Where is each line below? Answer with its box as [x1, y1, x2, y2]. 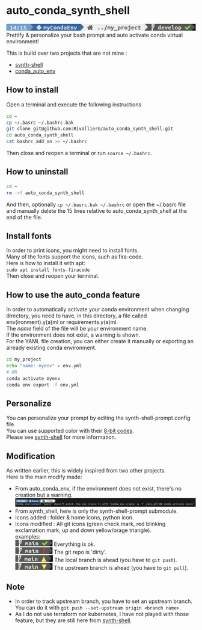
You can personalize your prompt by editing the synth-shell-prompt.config [6, 414, 191, 421]
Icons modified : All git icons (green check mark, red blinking [14, 521, 166, 528]
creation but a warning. [14, 491, 73, 499]
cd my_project [6, 356, 42, 362]
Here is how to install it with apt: [6, 260, 85, 267]
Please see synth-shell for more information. [6, 433, 117, 441]
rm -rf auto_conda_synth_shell [6, 190, 85, 196]
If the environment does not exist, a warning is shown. [6, 331, 141, 338]
